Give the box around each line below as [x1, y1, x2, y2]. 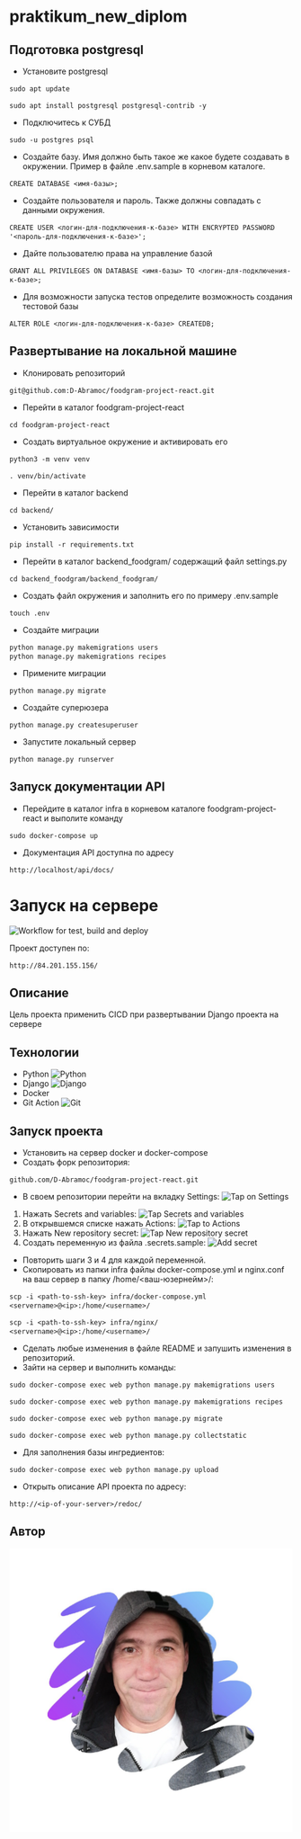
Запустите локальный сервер [22, 736, 137, 747]
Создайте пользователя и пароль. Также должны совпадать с [22, 195, 261, 206]
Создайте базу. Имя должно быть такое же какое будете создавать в [22, 151, 290, 162]
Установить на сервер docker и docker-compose [22, 1147, 208, 1157]
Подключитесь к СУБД [22, 117, 111, 128]
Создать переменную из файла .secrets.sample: [22, 1237, 207, 1247]
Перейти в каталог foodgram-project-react [22, 402, 185, 413]
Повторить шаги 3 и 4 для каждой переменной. [22, 1254, 207, 1265]
